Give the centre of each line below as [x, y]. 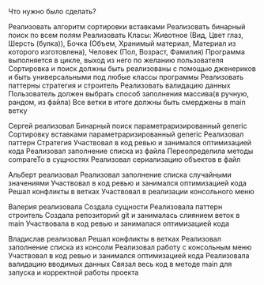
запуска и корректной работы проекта [74, 272]
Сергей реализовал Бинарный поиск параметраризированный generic [128, 126]
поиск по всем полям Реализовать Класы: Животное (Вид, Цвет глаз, [126, 35]
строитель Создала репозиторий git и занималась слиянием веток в [124, 215]
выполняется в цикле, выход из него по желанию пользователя [116, 60]
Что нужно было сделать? [52, 11]
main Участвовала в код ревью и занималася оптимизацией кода [119, 223]
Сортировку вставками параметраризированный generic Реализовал [126, 134]
